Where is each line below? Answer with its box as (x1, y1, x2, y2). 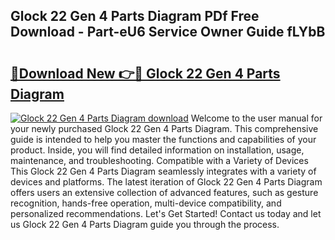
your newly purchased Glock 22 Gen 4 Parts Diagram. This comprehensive (10, 123, 319, 134)
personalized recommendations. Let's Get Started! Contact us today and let (10, 208, 322, 219)
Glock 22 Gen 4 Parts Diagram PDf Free (10, 8, 260, 25)
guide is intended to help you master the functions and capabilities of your (10, 134, 317, 145)
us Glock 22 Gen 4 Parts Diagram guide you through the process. (10, 219, 280, 230)
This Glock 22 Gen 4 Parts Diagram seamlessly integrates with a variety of (10, 165, 317, 177)
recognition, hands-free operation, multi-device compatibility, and (10, 197, 282, 209)
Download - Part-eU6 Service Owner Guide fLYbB (10, 24, 326, 41)
